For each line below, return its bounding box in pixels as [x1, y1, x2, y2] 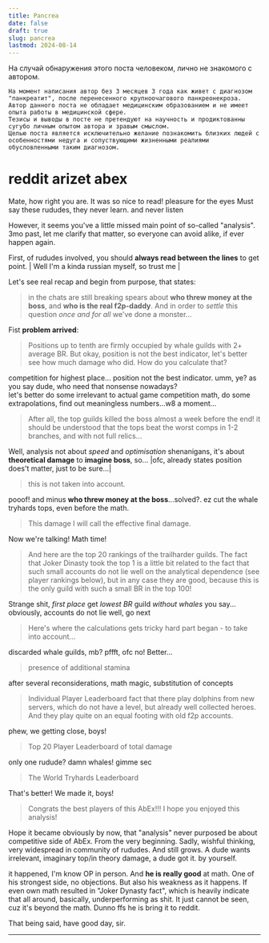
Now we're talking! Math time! [8, 534, 107, 544]
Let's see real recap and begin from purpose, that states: [8, 277, 196, 287]
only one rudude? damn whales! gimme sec [8, 757, 152, 767]
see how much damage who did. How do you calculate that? [27, 358, 227, 367]
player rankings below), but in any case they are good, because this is [27, 576, 259, 585]
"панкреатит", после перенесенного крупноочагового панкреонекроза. [8, 94, 242, 102]
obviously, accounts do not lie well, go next [8, 608, 151, 617]
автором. [8, 72, 40, 82]
